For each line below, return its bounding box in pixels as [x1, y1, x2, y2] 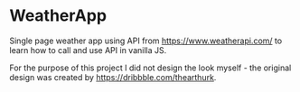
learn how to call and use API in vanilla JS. [9, 44, 167, 55]
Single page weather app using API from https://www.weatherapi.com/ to [9, 35, 283, 46]
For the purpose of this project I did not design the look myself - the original [9, 62, 292, 73]
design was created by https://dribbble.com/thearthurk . [9, 71, 217, 82]
